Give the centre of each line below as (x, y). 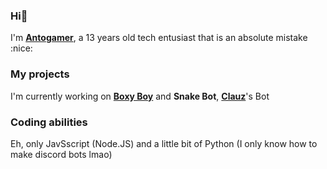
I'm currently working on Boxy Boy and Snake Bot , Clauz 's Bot (140, 96)
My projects (40, 74)
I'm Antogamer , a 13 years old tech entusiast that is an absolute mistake (159, 38)
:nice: (21, 48)
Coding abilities (49, 122)
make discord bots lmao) (61, 154)
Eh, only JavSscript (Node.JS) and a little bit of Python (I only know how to (164, 143)
